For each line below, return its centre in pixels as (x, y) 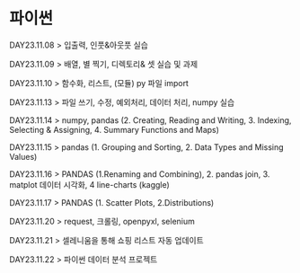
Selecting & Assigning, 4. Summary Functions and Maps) (115, 129)
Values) (23, 156)
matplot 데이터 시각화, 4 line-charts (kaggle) (90, 184)
